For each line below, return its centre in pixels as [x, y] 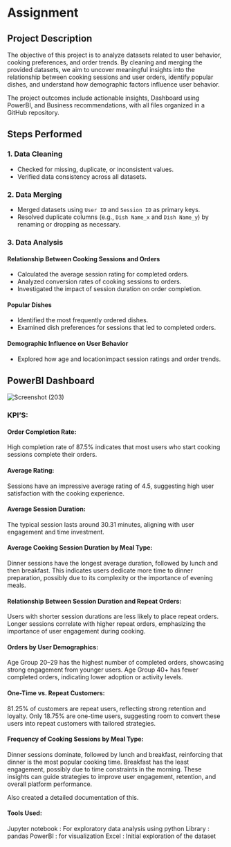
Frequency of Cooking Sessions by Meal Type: [75, 739]
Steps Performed [45, 134]
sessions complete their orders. [52, 455]
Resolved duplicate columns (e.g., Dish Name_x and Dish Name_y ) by [113, 217]
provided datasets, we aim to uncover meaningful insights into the [101, 70]
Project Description [50, 38]
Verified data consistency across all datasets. [82, 176]
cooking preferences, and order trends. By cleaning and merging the [105, 62]
